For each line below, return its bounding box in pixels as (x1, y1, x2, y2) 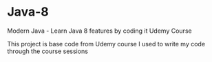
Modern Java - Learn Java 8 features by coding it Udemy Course (7, 27, 192, 35)
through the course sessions (7, 47, 88, 55)
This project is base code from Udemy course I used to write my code (7, 40, 205, 48)
